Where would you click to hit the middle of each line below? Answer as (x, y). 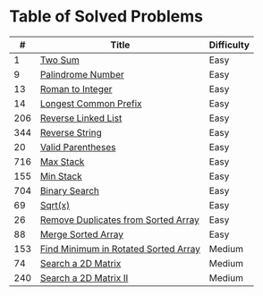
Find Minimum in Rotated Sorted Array (120, 249)
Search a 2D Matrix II (84, 277)
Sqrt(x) (55, 205)
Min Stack (61, 176)
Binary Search (70, 190)
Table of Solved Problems (106, 17)
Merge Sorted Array (81, 234)
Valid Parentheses (78, 147)
